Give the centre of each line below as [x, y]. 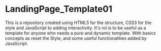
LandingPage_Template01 [59, 9]
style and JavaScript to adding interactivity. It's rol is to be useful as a [76, 27]
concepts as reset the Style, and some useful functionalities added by [76, 38]
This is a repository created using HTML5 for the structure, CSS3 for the [78, 23]
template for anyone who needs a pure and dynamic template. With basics [80, 33]
